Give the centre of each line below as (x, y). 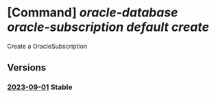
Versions (27, 68)
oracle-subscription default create (108, 27)
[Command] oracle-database (93, 13)
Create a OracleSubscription (47, 46)
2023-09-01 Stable (40, 87)
